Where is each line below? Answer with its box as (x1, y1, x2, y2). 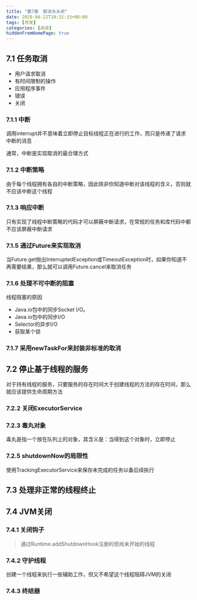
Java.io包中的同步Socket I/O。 (14, 306, 89, 313)
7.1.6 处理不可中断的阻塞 (6, 279, 74, 288)
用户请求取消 (14, 70, 46, 77)
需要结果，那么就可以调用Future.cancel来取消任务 (11, 263, 132, 270)
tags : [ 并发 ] (6, 19, 36, 25)
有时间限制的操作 (14, 77, 56, 84)
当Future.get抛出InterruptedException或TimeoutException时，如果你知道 (6, 256, 182, 263)
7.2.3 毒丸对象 (6, 421, 46, 429)
